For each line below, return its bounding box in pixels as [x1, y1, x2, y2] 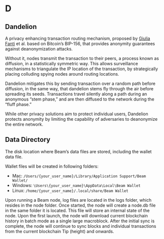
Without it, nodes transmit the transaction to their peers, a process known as [5, 55, 159, 61]
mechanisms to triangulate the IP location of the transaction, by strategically [5, 66, 158, 72]
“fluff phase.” [5, 102, 32, 107]
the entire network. [5, 121, 43, 127]
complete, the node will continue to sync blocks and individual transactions [5, 223, 156, 229]
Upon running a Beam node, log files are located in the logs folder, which [5, 197, 152, 203]
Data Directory [5, 135, 50, 144]
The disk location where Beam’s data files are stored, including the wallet [5, 148, 152, 155]
